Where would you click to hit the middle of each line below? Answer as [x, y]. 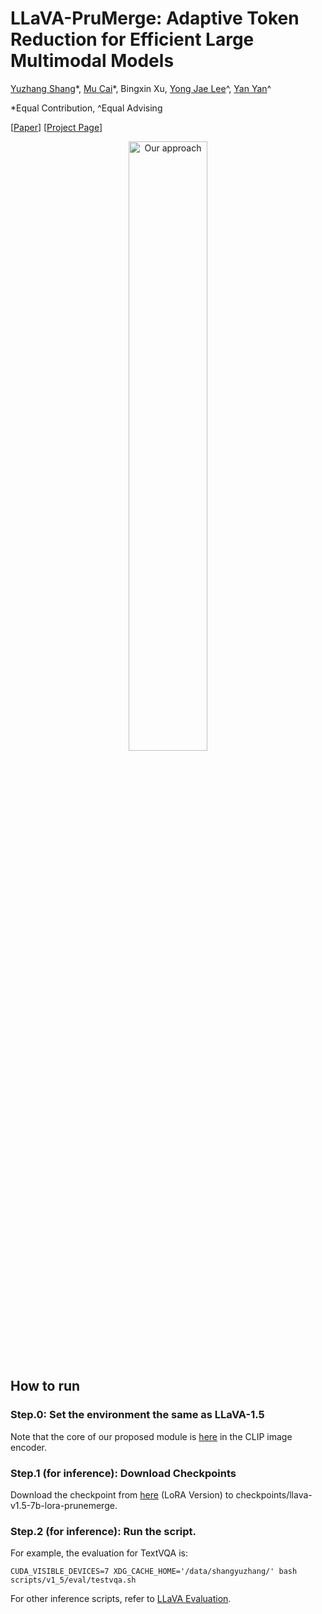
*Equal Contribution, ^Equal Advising [86, 108]
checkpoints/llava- [274, 1494]
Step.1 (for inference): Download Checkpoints [123, 1473]
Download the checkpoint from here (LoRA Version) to [122, 1494]
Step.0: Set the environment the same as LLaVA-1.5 [137, 1415]
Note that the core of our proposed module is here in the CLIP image [151, 1436]
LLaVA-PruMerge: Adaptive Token [155, 18]
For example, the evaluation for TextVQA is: [99, 1553]
